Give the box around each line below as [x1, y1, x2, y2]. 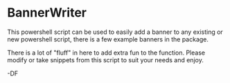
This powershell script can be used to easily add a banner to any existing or [7, 28, 223, 36]
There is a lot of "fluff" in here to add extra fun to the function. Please [7, 48, 206, 57]
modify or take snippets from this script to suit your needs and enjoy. [7, 55, 204, 64]
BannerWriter [7, 5, 87, 21]
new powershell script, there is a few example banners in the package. [7, 35, 209, 43]
